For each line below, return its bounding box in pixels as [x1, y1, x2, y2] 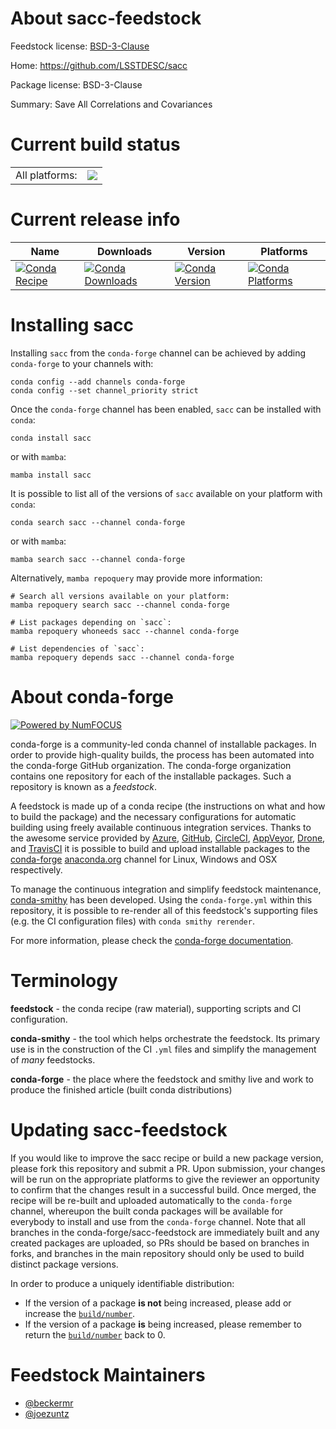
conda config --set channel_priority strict [10, 385, 199, 396]
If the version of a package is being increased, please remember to [24, 1318, 302, 1330]
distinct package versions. [10, 1258, 119, 1270]
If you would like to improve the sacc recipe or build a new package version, [10, 1152, 324, 1164]
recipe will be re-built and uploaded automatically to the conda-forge [10, 1194, 293, 1206]
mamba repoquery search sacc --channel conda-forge [10, 600, 230, 610]
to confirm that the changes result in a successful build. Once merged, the [10, 1183, 317, 1196]
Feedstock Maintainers [10, 1363, 206, 1386]
